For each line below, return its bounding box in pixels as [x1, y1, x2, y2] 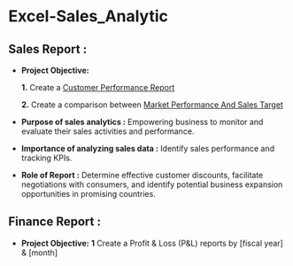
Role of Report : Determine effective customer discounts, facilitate [20, 170, 264, 180]
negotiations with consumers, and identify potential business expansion [20, 179, 283, 190]
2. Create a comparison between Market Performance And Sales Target [20, 99, 284, 110]
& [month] [20, 246, 58, 258]
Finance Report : [8, 215, 101, 230]
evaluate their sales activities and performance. [20, 126, 195, 137]
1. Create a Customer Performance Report [20, 82, 175, 92]
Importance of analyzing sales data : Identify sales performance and [20, 144, 275, 153]
